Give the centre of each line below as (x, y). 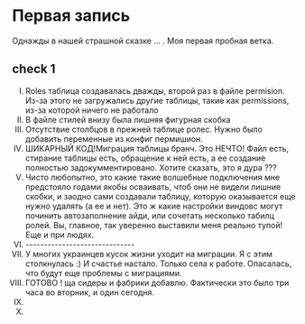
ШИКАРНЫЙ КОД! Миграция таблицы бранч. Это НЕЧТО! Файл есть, (157, 148)
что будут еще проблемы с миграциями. (103, 273)
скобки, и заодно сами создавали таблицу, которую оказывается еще (160, 196)
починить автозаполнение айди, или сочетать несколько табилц (150, 215)
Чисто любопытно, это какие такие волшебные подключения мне (152, 177)
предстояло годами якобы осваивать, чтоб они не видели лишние (153, 187)
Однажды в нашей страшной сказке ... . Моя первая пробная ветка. (143, 41)
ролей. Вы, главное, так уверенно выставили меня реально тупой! (154, 225)
